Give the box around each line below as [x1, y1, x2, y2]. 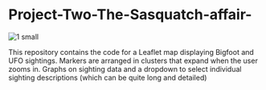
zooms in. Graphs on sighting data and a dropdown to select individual [8, 64, 242, 73]
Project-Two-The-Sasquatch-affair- [8, 6, 252, 24]
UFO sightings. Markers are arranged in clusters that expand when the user [8, 56, 259, 65]
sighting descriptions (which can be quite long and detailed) [8, 72, 207, 82]
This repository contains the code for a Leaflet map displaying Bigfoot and [8, 47, 255, 57]
